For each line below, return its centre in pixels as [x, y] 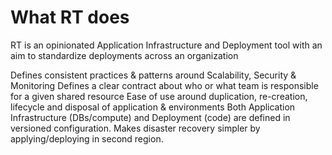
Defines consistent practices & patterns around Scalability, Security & [153, 75]
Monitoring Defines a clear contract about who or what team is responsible [164, 85]
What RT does [70, 17]
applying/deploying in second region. [87, 138]
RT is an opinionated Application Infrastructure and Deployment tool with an [166, 45]
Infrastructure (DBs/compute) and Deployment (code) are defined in [150, 117]
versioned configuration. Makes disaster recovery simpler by [135, 128]
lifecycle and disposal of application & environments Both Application [153, 107]
